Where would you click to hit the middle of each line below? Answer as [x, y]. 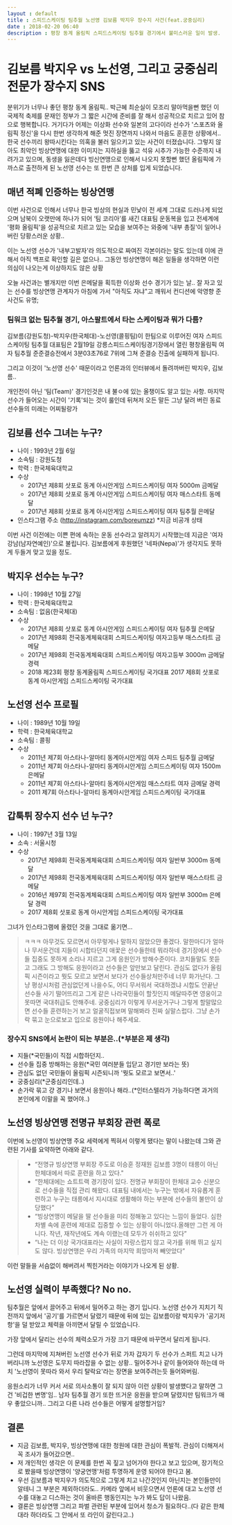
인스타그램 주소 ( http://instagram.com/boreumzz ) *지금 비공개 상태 [110, 520]
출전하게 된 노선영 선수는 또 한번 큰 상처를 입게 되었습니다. [104, 168]
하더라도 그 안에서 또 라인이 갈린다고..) [82, 1515]
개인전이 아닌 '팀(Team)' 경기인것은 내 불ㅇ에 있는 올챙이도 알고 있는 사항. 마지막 [116, 392]
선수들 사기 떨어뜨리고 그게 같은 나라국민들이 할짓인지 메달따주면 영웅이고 [123, 993]
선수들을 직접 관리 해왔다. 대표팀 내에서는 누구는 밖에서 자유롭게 [128, 1190]
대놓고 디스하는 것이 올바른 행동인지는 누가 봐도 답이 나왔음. [110, 1497]
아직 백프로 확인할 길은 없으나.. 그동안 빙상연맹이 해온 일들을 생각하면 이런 [119, 259]
